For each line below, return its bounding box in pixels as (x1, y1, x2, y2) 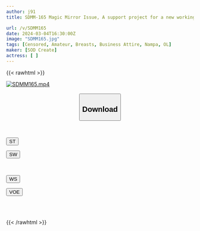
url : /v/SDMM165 (6, 25, 46, 31)
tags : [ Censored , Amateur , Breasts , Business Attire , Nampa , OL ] (6, 42, 172, 48)
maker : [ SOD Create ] (6, 47, 58, 54)
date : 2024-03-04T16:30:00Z (6, 30, 76, 36)
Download (82, 105, 118, 114)
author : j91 (6, 8, 36, 15)
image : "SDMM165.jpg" (6, 36, 60, 42)
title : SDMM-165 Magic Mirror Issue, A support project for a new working (6, 14, 196, 20)
